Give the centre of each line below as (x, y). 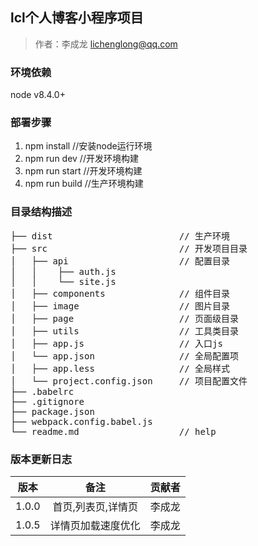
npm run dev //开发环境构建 (81, 159)
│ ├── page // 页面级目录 (125, 318)
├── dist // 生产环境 (120, 236)
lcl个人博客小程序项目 (77, 18)
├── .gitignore (47, 401)
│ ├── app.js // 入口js (116, 343)
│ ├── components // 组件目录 (120, 293)
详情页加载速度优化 (95, 525)
